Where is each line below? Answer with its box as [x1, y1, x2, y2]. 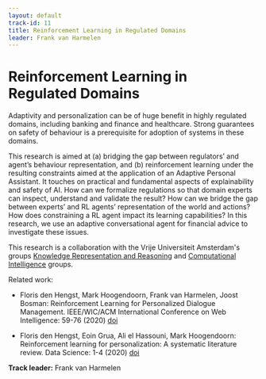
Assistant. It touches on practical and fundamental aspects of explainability [8, 177, 254, 186]
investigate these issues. [8, 228, 90, 237]
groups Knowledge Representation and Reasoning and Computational [8, 251, 237, 261]
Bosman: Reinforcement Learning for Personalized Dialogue [19, 299, 216, 308]
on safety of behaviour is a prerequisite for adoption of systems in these [8, 128, 245, 137]
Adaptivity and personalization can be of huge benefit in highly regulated [8, 111, 247, 121]
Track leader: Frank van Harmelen [8, 363, 121, 373]
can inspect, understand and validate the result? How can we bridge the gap [8, 193, 258, 203]
